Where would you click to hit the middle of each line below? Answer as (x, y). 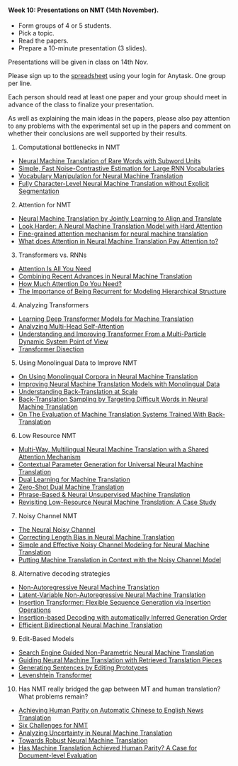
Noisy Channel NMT (47, 516)
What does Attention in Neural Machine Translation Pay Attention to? (118, 241)
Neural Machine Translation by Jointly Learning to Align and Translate (120, 219)
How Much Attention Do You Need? (70, 284)
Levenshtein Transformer (55, 675)
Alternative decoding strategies (64, 574)
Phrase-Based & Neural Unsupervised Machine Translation (104, 495)
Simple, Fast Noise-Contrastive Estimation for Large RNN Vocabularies (121, 169)
